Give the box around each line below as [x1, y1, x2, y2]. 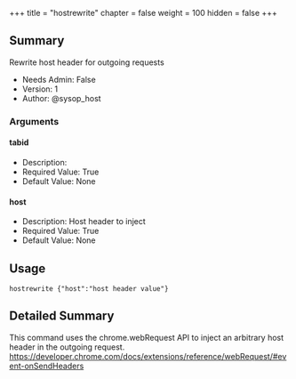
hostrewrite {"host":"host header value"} [9, 284, 169, 293]
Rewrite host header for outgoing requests [9, 57, 164, 68]
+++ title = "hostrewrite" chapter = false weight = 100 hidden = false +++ [9, 8, 278, 18]
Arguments [9, 115, 60, 127]
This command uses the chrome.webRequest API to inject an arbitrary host [9, 332, 284, 343]
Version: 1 [21, 84, 59, 94]
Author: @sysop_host [21, 93, 101, 103]
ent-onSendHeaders [9, 360, 84, 371]
